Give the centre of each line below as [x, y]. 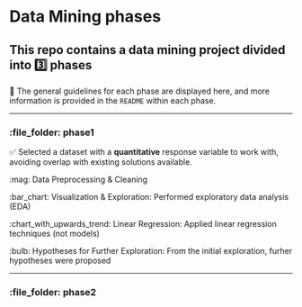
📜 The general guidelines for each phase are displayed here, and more [140, 91]
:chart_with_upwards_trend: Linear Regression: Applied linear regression [143, 224]
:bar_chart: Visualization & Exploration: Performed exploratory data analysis [149, 197]
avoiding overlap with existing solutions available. [101, 162]
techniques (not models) [55, 234]
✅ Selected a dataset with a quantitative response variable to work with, [144, 152]
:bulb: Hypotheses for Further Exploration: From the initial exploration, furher [151, 251]
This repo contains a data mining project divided [147, 50]
